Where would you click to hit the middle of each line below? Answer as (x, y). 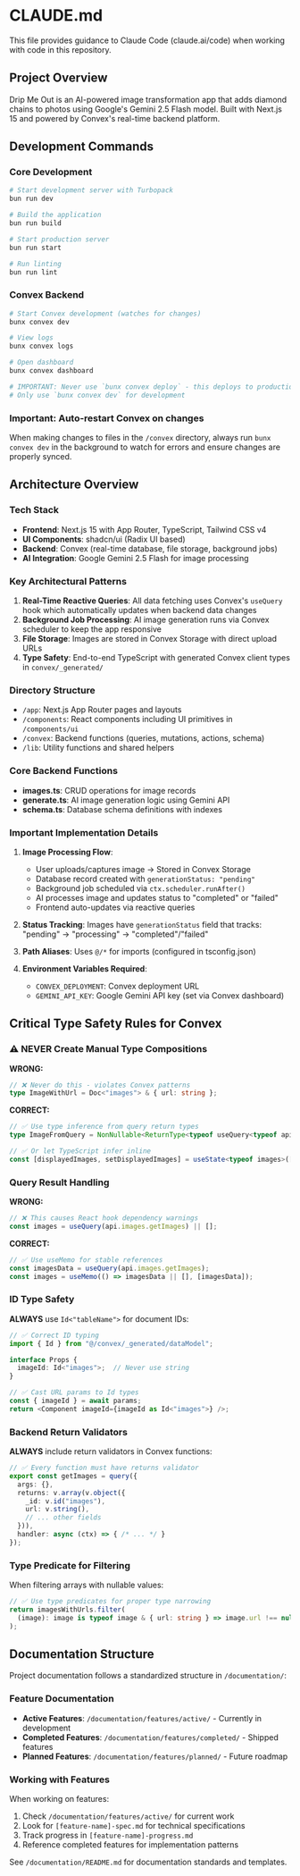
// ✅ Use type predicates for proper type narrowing (110, 1602)
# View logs (31, 338)
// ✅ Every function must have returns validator (104, 1468)
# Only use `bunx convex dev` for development (97, 395)
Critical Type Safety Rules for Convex (116, 1024)
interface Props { (43, 1359)
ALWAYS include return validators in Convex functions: (111, 1451)
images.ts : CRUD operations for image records (109, 790)
